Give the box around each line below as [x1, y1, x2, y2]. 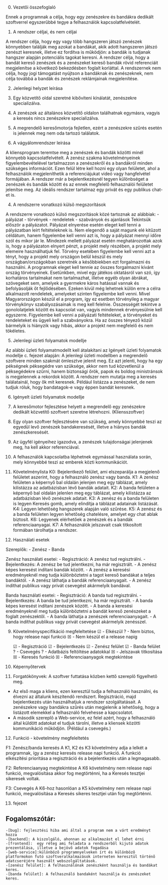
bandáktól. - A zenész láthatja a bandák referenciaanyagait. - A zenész [5, 577, 152, 583]
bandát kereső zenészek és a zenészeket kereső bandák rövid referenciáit [5, 60, 159, 65]
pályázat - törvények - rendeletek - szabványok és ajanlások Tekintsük [5, 217, 151, 222]
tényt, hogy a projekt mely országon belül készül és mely [5, 254, 123, 259]
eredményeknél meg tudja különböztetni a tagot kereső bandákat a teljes [5, 572, 155, 578]
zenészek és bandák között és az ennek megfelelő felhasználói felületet [5, 182, 154, 187]
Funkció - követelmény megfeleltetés [12, 735, 89, 741]
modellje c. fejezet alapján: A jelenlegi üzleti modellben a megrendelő [5, 353, 148, 358]
